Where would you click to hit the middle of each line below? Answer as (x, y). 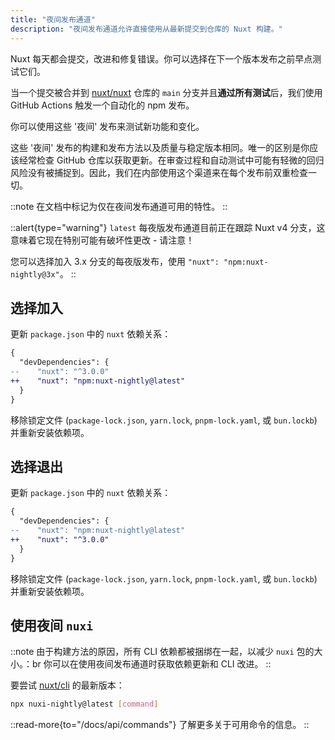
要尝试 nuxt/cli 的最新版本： (67, 685)
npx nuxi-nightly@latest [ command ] (84, 704)
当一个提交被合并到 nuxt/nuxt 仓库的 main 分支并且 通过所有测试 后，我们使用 (166, 92)
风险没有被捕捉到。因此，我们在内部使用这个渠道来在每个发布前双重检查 (159, 172)
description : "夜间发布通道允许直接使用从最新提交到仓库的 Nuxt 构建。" (146, 29)
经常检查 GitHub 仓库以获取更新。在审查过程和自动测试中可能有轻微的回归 (171, 160)
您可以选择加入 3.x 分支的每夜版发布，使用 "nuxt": (115, 261)
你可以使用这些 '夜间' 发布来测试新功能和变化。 (107, 126)
